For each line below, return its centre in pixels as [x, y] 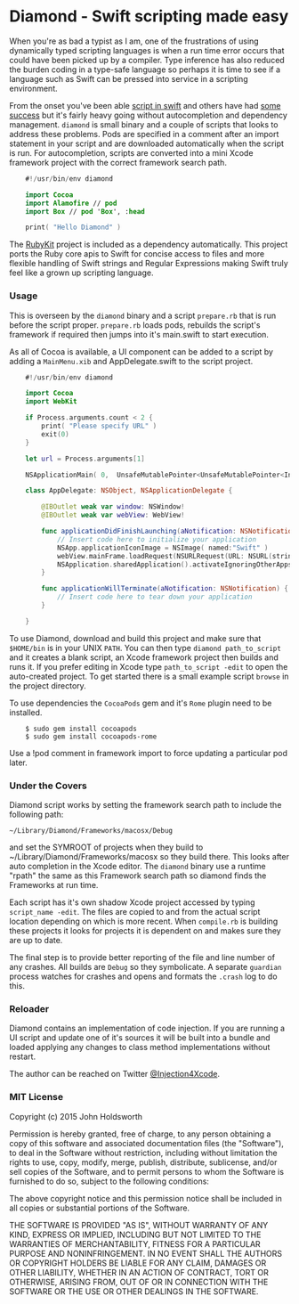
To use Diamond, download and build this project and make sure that [135, 638]
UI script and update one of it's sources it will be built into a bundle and [140, 1038]
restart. [23, 1056]
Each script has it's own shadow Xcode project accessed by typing [132, 902]
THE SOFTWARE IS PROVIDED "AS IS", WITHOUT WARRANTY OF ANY [139, 1225]
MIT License [36, 1097]
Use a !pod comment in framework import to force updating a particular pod [148, 753]
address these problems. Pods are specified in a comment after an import [144, 134]
